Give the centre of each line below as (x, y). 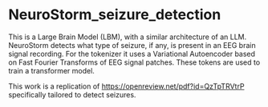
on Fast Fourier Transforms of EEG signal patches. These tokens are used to (134, 62)
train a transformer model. (51, 70)
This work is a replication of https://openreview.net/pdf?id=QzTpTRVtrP (126, 86)
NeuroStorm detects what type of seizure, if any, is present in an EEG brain (132, 45)
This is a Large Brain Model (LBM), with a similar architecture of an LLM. (128, 37)
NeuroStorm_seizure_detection (115, 15)
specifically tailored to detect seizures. (72, 94)
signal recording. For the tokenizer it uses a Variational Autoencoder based (132, 53)
